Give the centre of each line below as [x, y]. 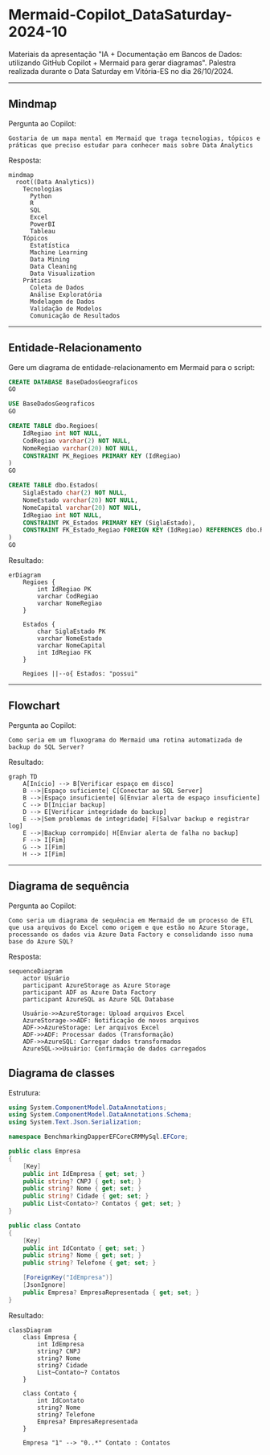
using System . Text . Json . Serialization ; [75, 1122]
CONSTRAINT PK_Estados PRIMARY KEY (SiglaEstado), [109, 523]
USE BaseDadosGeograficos [51, 404]
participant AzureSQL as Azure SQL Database [98, 999]
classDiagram [30, 1330]
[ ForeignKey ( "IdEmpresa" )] [68, 1278]
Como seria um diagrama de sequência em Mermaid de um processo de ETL [131, 920]
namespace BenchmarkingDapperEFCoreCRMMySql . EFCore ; [98, 1137]
